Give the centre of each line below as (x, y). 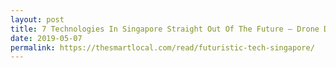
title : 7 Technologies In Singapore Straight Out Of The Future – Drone (165, 29)
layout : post (37, 19)
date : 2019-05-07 (46, 38)
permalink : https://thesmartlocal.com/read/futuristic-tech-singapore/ (162, 47)
